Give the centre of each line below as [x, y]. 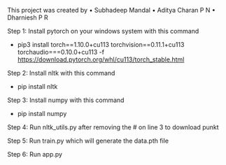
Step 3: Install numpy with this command [66, 100]
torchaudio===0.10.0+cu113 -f [61, 52]
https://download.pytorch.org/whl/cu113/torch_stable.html [101, 59]
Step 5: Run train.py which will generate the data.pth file [88, 141]
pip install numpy [42, 114]
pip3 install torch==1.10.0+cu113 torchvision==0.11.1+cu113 [101, 44]
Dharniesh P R [28, 17]
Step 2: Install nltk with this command [61, 73]
